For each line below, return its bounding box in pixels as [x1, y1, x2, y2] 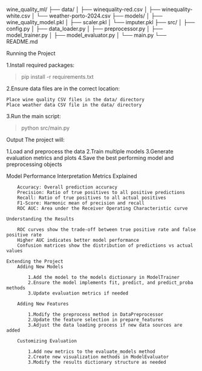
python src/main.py [21, 124, 70, 132]
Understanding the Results [6, 216, 74, 222]
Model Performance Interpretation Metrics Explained [6, 173, 137, 179]
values [6, 248, 23, 254]
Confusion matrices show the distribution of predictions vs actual [17, 242, 194, 249]
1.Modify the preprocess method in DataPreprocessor [28, 312, 164, 318]
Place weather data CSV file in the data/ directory [6, 102, 142, 108]
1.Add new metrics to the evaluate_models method [28, 349, 155, 355]
